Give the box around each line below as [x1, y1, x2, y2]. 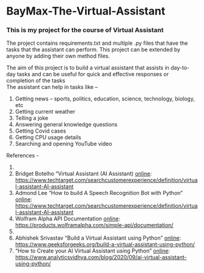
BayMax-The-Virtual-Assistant [6, 4, 166, 18]
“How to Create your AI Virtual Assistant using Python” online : [15, 247, 170, 255]
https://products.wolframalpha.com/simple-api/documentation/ [15, 222, 174, 229]
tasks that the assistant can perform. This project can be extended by [6, 46, 181, 53]
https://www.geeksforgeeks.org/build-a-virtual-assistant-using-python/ [15, 241, 195, 248]
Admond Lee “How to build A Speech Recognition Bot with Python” [15, 189, 183, 197]
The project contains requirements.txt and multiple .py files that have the [6, 39, 188, 47]
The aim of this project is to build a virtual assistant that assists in [6, 64, 170, 71]
